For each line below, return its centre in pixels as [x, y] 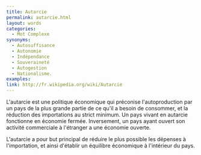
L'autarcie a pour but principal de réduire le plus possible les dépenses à [96, 139]
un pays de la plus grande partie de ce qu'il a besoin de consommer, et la [97, 108]
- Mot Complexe [31, 34]
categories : [21, 29]
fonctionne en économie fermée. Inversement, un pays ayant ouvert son [96, 121]
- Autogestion [29, 68]
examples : [19, 79]
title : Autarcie [26, 12]
